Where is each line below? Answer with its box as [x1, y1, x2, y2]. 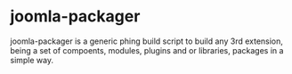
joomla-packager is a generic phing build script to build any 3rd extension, [10, 36, 284, 46]
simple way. [10, 54, 54, 65]
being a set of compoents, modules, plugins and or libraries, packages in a [10, 45, 284, 55]
